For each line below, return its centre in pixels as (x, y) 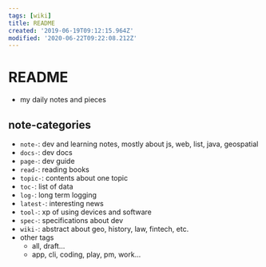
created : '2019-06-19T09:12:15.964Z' (71, 30)
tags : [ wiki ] (30, 16)
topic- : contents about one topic (74, 178)
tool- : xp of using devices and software (85, 212)
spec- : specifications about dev (71, 220)
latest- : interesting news (62, 203)
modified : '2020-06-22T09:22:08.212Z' (73, 38)
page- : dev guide (47, 161)
